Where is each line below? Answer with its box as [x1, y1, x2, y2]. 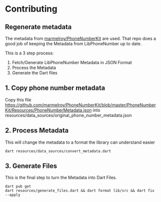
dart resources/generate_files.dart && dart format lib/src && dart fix [5, 188, 155, 193]
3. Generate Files [5, 162, 57, 170]
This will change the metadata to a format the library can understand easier [5, 139, 155, 145]
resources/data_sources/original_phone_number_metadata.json [5, 112, 132, 118]
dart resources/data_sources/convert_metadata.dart [5, 149, 111, 153]
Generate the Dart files [12, 70, 58, 76]
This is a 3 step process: [5, 50, 54, 56]
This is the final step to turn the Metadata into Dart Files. [5, 175, 117, 181]
